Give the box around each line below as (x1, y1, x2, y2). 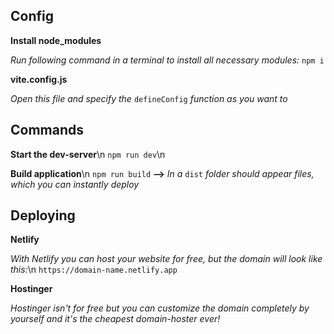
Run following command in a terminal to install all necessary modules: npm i (10, 54, 325, 66)
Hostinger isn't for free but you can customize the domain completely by (10, 302, 310, 314)
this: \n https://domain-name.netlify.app (10, 264, 178, 276)
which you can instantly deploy (10, 178, 140, 190)
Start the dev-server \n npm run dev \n (10, 148, 166, 160)
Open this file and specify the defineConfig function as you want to (10, 92, 288, 104)
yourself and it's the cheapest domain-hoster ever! (10, 313, 221, 325)
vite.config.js (10, 73, 68, 85)
